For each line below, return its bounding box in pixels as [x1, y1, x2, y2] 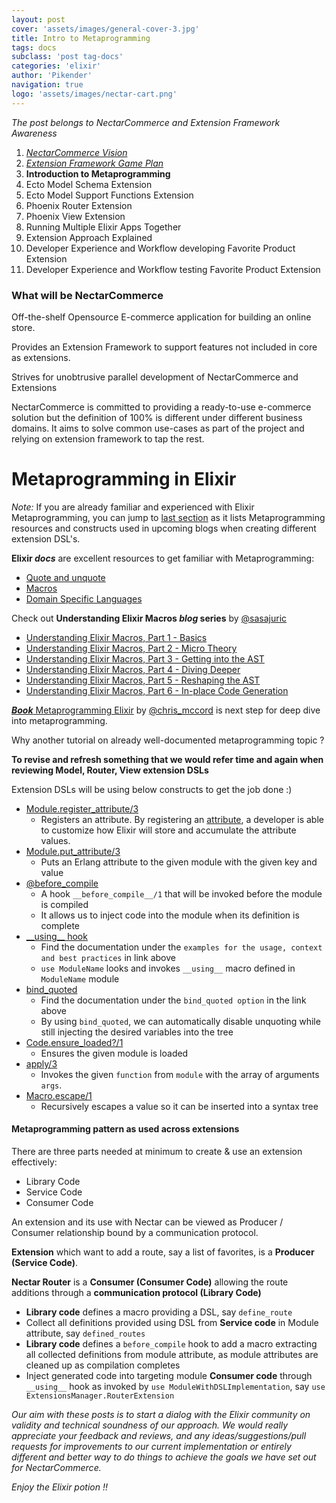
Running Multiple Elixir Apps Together [25, 221, 182, 233]
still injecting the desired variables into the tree [40, 1026, 234, 1038]
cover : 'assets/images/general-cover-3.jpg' [11, 24, 200, 34]
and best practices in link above [40, 951, 176, 963]
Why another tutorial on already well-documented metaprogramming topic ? [11, 734, 325, 746]
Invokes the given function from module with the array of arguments [40, 1068, 320, 1080]
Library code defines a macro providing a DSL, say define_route [25, 1306, 293, 1318]
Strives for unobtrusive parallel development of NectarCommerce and [11, 371, 299, 383]
